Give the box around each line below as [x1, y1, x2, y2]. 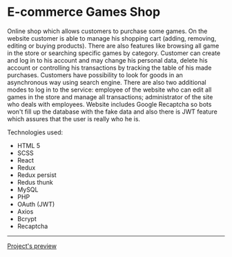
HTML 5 [17, 141, 41, 150]
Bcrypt [17, 214, 37, 223]
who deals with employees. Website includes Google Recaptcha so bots [7, 100, 212, 108]
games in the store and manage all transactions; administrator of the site [7, 92, 213, 101]
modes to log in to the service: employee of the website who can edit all [7, 85, 212, 94]
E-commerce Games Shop [7, 4, 161, 20]
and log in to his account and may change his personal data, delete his [7, 56, 209, 64]
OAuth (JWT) [17, 200, 55, 208]
